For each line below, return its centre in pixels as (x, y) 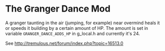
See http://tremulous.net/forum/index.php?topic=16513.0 (64, 43)
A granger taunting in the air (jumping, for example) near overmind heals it (83, 23)
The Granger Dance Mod (58, 9)
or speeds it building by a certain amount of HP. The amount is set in (77, 28)
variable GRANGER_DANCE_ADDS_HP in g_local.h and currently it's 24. (73, 33)
